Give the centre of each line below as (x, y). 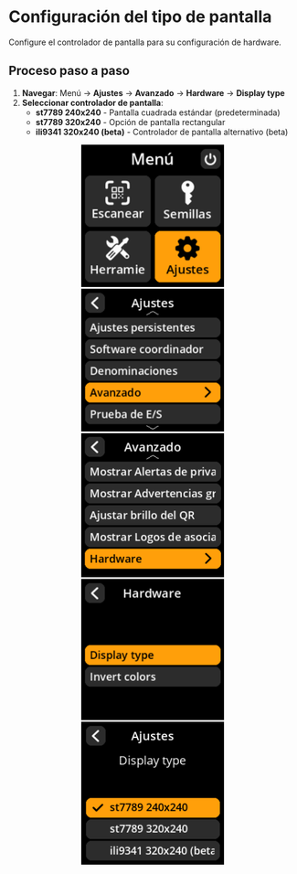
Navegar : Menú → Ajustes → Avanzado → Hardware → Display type (153, 92)
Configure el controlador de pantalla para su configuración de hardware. (145, 42)
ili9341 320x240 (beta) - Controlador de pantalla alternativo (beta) (162, 132)
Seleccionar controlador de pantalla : (92, 102)
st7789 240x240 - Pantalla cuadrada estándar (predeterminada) (158, 112)
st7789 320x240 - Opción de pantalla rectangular (130, 122)
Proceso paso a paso (69, 71)
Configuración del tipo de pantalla (140, 17)
